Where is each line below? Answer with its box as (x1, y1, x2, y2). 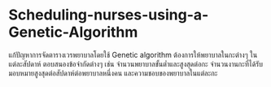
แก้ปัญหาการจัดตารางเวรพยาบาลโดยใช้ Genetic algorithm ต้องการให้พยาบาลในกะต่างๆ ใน (8, 50, 258, 59)
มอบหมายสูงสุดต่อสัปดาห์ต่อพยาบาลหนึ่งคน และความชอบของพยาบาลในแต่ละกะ (8, 67, 218, 78)
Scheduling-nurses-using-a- (8, 6, 209, 24)
